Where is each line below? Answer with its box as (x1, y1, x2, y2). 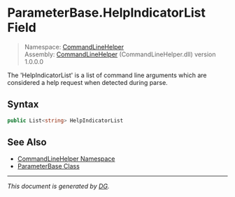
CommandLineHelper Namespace (17, 155, 115, 163)
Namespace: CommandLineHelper (24, 42, 124, 51)
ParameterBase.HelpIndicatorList (7, 5, 206, 21)
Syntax (7, 99, 39, 111)
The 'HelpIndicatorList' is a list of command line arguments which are (7, 71, 207, 79)
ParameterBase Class (17, 162, 80, 171)
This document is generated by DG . (7, 182, 110, 191)
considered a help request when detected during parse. (7, 78, 168, 86)
